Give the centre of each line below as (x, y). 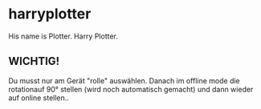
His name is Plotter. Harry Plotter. (63, 36)
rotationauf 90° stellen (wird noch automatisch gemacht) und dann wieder (131, 89)
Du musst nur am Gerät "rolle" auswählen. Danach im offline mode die (124, 80)
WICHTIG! (34, 61)
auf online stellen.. (39, 98)
